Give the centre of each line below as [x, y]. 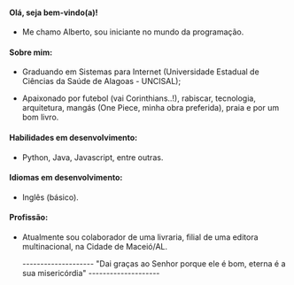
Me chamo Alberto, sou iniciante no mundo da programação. [133, 32]
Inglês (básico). [50, 197]
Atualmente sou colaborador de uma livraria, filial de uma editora [140, 237]
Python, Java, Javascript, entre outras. [93, 157]
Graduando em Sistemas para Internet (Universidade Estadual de [140, 72]
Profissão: [29, 218]
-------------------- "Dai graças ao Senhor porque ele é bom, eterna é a [154, 264]
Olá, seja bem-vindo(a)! [54, 12]
